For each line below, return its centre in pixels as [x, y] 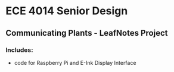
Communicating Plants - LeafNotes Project [87, 33]
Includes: [19, 50]
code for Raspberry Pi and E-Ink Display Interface [75, 62]
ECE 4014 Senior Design [67, 11]
